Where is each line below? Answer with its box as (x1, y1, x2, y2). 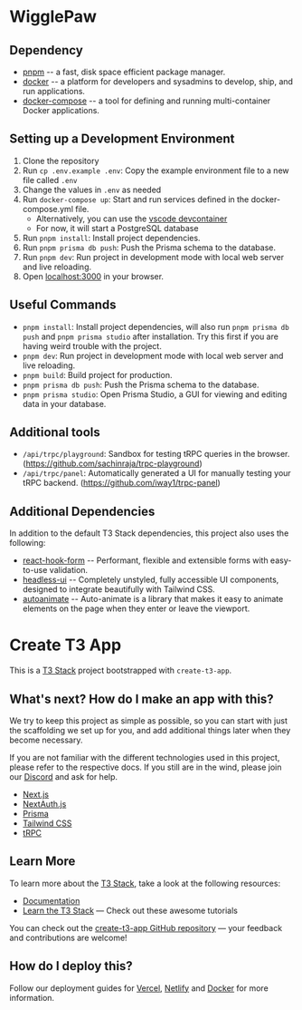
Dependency (9, 43, 83, 58)
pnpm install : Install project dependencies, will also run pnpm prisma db (22, 321, 289, 332)
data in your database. (22, 398, 107, 409)
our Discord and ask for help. (9, 772, 118, 782)
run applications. (22, 86, 86, 96)
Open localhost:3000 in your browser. (22, 270, 165, 282)
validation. (49, 565, 89, 576)
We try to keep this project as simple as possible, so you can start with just (9, 715, 288, 726)
